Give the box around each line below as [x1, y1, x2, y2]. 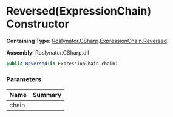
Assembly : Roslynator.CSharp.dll [6, 48, 89, 56]
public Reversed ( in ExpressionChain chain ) [6, 61, 118, 67]
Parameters [6, 75, 41, 83]
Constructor [6, 17, 70, 31]
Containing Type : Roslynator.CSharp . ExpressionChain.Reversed [6, 37, 167, 44]
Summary [32, 91, 62, 99]
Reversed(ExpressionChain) [6, 4, 152, 18]
